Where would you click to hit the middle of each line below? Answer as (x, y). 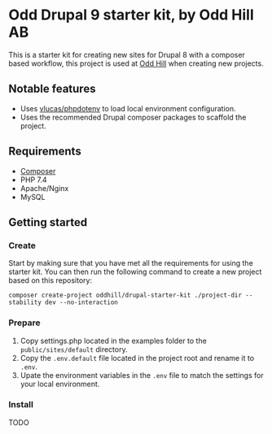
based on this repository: (50, 280)
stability (25, 302)
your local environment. (60, 384)
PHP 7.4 (33, 180)
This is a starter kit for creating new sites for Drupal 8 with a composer (127, 54)
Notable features (52, 89)
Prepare (24, 323)
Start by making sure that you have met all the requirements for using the (131, 263)
